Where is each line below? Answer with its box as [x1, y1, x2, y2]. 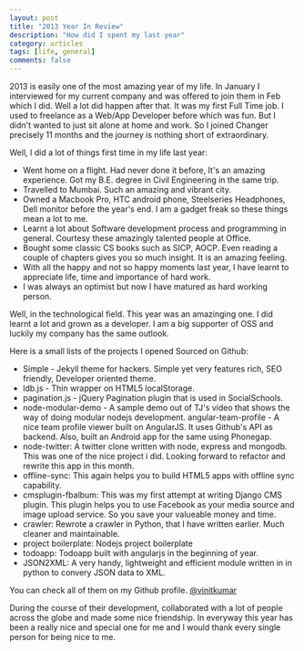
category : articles [9, 38, 84, 48]
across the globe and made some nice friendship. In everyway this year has [9, 613, 293, 623]
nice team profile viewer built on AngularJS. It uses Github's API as [22, 422, 273, 432]
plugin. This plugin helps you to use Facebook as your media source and [22, 499, 295, 509]
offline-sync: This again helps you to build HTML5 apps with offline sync [22, 470, 296, 480]
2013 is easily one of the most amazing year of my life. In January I [9, 81, 260, 91]
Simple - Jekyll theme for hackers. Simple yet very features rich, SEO [22, 363, 282, 374]
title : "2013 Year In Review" [9, 22, 125, 31]
